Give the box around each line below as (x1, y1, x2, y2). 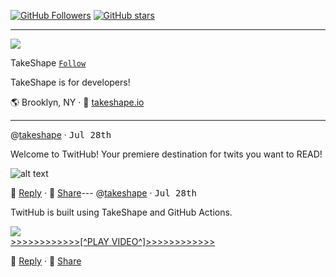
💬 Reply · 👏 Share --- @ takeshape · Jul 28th (10, 187, 197, 199)
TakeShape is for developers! (10, 76, 131, 88)
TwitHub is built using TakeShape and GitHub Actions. (10, 206, 233, 218)
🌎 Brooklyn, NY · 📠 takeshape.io (10, 96, 145, 108)
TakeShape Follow (10, 57, 87, 69)
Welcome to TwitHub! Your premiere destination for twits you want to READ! (10, 148, 323, 160)
